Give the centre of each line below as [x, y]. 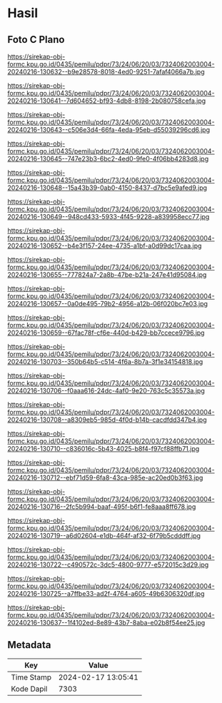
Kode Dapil [29, 689]
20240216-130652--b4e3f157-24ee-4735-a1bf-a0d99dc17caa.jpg [105, 246]
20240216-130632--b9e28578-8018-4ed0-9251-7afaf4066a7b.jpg [106, 72]
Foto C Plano [36, 40]
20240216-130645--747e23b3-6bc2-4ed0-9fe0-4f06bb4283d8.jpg [108, 159]
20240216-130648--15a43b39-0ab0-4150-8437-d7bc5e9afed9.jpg [107, 188]
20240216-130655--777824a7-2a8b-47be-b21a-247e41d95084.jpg [107, 275]
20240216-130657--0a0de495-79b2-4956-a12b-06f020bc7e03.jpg [108, 304]
